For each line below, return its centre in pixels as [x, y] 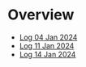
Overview [41, 15]
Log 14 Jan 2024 [47, 54]
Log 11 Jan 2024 [47, 45]
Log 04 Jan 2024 [48, 37]
